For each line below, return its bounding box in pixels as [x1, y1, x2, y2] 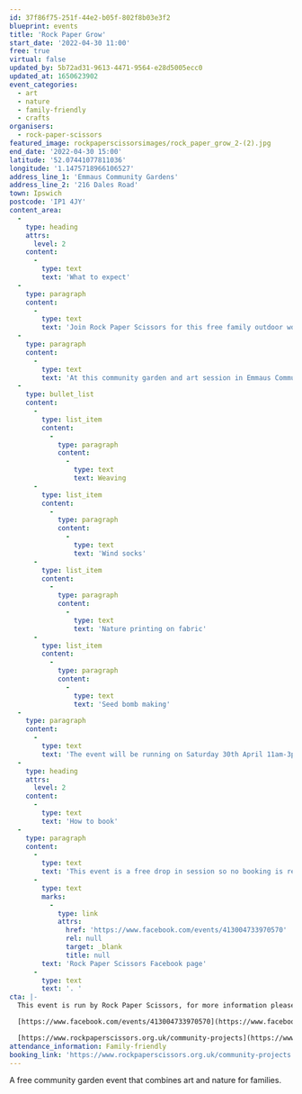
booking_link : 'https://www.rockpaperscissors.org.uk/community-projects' [9, 1050, 296, 1059]
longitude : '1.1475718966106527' [9, 164, 135, 173]
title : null [66, 951, 111, 960]
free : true [9, 47, 50, 56]
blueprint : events [9, 22, 78, 31]
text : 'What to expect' [41, 273, 130, 282]
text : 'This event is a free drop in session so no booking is [41, 867, 283, 876]
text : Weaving [73, 474, 127, 483]
